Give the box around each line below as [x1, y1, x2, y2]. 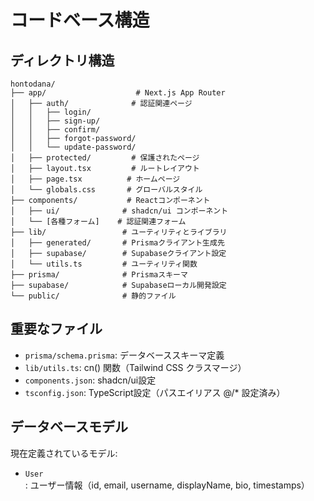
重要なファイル [10, 321, 103, 338]
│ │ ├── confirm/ [10, 125, 101, 135]
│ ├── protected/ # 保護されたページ [10, 153, 200, 163]
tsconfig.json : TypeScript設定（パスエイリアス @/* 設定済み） [24, 386, 286, 398]
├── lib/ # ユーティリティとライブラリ [10, 227, 228, 237]
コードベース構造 [10, 9, 150, 32]
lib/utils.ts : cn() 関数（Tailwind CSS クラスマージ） [24, 361, 247, 373]
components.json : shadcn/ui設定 [24, 374, 157, 386]
